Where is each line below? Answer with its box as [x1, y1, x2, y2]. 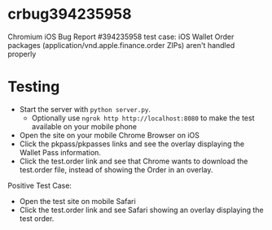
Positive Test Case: [7, 180, 72, 190]
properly [7, 49, 37, 59]
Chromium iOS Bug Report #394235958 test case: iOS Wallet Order [7, 32, 235, 41]
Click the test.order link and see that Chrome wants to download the [19, 156, 248, 166]
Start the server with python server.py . [19, 104, 151, 114]
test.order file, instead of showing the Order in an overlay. [19, 164, 213, 175]
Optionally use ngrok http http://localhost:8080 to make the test [31, 113, 255, 123]
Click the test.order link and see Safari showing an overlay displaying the [19, 205, 264, 215]
